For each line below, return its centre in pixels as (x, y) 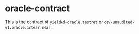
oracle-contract (38, 8)
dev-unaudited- (119, 22)
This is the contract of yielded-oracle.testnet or (54, 22)
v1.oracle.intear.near (28, 27)
